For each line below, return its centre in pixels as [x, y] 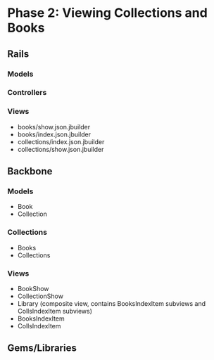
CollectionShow [40, 296]
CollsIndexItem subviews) [55, 311]
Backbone [30, 171]
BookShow [33, 289]
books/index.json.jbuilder [54, 134]
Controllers [27, 93]
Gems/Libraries [42, 348]
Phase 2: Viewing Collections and [107, 13]
